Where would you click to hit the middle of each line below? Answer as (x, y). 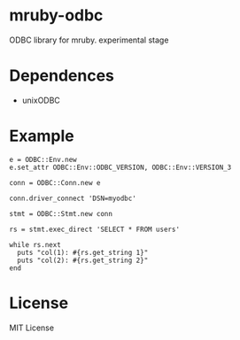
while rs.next (35, 244)
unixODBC (41, 100)
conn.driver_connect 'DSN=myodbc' (73, 198)
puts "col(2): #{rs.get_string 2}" (83, 260)
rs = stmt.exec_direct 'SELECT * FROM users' (94, 229)
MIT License (32, 328)
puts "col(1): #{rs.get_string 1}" (83, 252)
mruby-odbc (56, 15)
